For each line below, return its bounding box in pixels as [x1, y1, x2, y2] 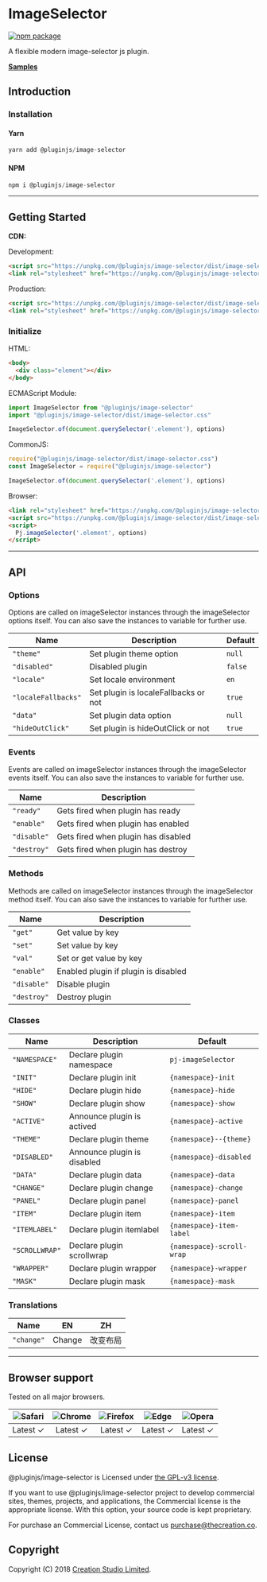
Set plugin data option [89, 709, 172, 720]
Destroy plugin [56, 991, 111, 1002]
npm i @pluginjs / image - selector [8, 180, 115, 189]
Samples [8, 61, 38, 72]
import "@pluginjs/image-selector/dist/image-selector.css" [8, 411, 212, 419]
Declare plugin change [68, 1182, 153, 1193]
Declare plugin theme [68, 1134, 149, 1145]
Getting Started [8, 210, 87, 223]
